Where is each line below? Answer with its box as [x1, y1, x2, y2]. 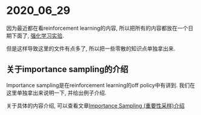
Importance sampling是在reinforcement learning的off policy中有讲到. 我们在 [6, 81, 196, 88]
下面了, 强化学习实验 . [11, 31, 65, 39]
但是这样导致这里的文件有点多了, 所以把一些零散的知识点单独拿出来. [6, 45, 176, 52]
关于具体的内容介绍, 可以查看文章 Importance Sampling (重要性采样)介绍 [6, 102, 185, 109]
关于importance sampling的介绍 [6, 64, 128, 74]
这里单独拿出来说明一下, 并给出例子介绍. [6, 89, 107, 96]
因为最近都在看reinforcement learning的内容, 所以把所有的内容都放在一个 [6, 24, 188, 31]
